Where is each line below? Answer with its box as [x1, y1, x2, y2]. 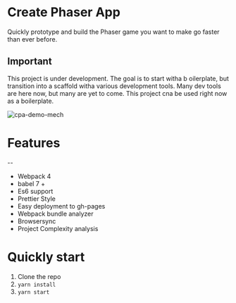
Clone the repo [17, 272, 61, 280]
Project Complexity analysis [17, 224, 99, 233]
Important [7, 56, 52, 68]
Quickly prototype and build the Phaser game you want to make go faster [7, 27, 220, 36]
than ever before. [7, 35, 58, 43]
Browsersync [17, 216, 56, 225]
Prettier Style [17, 194, 56, 203]
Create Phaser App [7, 4, 121, 20]
